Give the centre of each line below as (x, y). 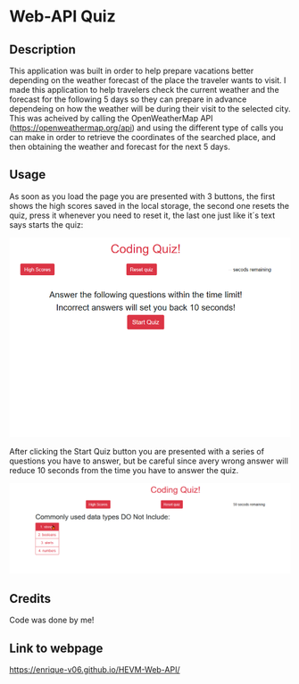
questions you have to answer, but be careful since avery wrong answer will (149, 461)
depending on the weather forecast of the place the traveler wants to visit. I (148, 80)
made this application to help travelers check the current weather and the (144, 90)
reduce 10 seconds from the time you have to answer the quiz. (124, 470)
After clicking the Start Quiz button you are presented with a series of (137, 451)
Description (42, 50)
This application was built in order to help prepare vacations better (132, 71)
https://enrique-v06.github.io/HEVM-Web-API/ (95, 670)
